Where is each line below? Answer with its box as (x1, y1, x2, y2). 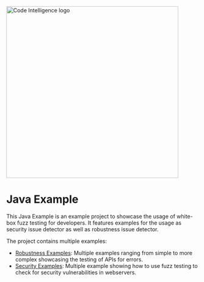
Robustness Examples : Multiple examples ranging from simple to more (15, 249, 192, 256)
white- (177, 212, 194, 220)
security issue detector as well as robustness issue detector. (6, 225, 159, 233)
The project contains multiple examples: (6, 237, 107, 245)
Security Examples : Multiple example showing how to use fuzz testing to (15, 262, 198, 269)
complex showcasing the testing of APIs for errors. (15, 256, 144, 263)
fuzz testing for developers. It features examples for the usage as (17, 219, 182, 226)
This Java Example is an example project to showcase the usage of (6, 212, 176, 220)
